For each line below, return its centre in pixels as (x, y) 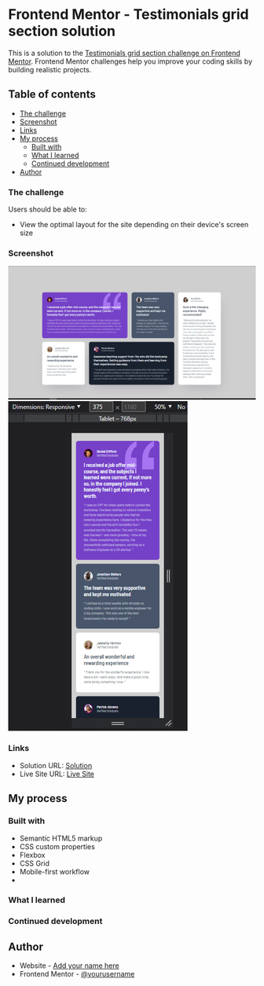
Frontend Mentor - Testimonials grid (128, 15)
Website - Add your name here (69, 966)
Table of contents (52, 95)
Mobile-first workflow (55, 871)
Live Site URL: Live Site (57, 774)
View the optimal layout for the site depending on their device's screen (134, 225)
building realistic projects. (50, 69)
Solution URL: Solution (56, 765)
